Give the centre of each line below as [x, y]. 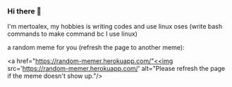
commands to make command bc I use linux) [72, 34]
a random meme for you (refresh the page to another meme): [96, 48]
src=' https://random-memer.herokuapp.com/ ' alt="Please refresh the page [116, 69]
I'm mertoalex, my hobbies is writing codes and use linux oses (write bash [115, 27]
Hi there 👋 [25, 11]
